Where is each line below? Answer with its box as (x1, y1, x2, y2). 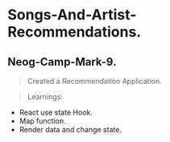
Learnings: (27, 92, 64, 102)
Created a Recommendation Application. (27, 77, 162, 86)
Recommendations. (7, 23, 142, 41)
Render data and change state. (19, 125, 122, 134)
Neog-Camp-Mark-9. (7, 55, 117, 69)
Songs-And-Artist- (7, 6, 137, 24)
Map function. (19, 116, 66, 126)
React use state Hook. (19, 107, 93, 117)
